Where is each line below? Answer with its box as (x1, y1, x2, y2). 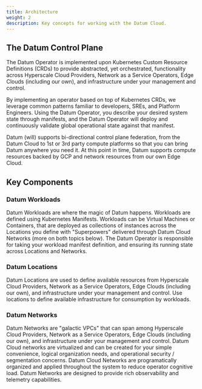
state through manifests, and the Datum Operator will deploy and (6, 116, 168, 123)
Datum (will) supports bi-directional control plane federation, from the (6, 134, 181, 141)
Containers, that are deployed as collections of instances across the (6, 222, 177, 229)
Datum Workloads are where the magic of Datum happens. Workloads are (6, 208, 191, 216)
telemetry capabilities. (6, 376, 62, 384)
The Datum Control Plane (6, 42, 103, 53)
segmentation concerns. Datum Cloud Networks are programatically (6, 357, 177, 364)
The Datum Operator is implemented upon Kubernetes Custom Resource (6, 59, 188, 66)
